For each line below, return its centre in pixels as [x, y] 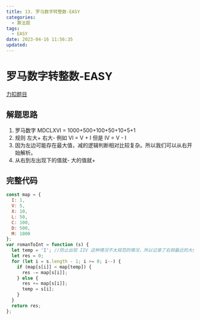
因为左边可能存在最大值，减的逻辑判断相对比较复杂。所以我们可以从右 [101, 145]
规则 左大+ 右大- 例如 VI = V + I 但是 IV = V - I [71, 137]
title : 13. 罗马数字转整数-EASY [43, 12]
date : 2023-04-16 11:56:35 [40, 39]
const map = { [24, 195]
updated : [17, 45]
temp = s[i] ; [38, 289]
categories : [21, 17]
